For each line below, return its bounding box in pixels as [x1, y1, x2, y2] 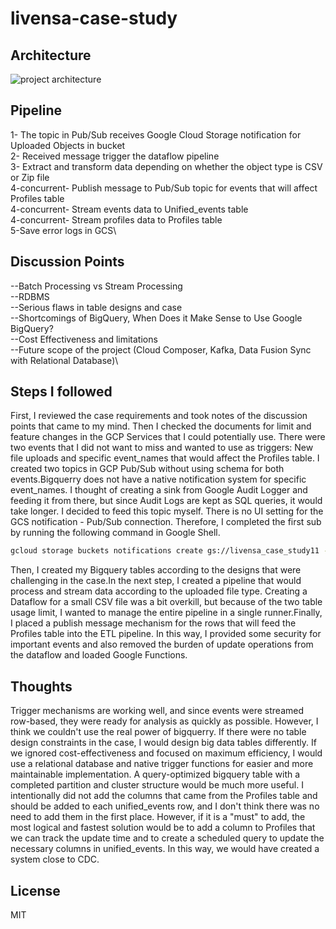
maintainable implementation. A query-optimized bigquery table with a [10, 768, 301, 781]
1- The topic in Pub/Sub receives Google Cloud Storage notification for [10, 128, 302, 141]
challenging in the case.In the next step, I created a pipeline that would [10, 575, 302, 587]
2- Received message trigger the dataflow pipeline [10, 150, 220, 162]
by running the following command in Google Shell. [10, 527, 221, 539]
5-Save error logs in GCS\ [10, 224, 117, 236]
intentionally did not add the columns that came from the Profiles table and [10, 790, 318, 802]
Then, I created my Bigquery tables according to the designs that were [10, 564, 302, 576]
